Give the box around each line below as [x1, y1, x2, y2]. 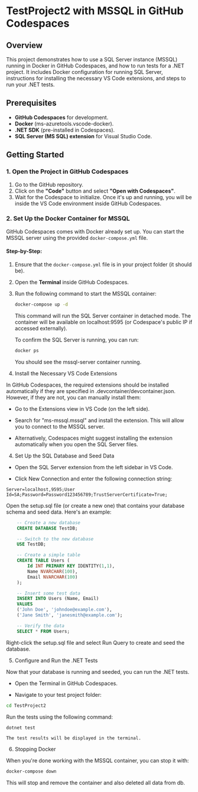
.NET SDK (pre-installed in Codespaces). [14, 126, 115, 134]
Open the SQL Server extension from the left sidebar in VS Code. [14, 463, 173, 470]
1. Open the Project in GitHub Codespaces [6, 167, 129, 176]
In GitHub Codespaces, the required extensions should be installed [6, 381, 169, 388]
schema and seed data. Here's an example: [6, 508, 112, 515]
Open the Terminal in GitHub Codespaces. [14, 680, 118, 687]
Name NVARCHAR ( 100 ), [27, 569, 78, 574]
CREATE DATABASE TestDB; [17, 525, 78, 531]
